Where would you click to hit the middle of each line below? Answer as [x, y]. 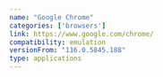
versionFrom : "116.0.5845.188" [68, 50]
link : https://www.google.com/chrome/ [81, 34]
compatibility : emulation [57, 42]
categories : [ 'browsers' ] [57, 26]
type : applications [46, 58]
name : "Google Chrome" [51, 17]
